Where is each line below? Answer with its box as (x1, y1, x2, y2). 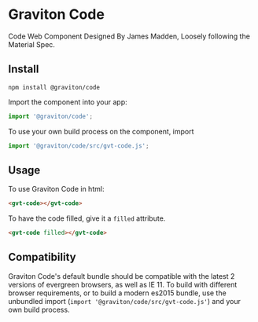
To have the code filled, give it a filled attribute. (8, 214, 166, 223)
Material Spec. (8, 39, 55, 49)
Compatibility (8, 251, 76, 264)
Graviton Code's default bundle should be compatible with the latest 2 (8, 271, 235, 280)
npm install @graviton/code (8, 83, 101, 91)
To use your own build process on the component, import (8, 126, 194, 136)
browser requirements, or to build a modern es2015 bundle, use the (8, 288, 227, 298)
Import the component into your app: (8, 97, 127, 107)
